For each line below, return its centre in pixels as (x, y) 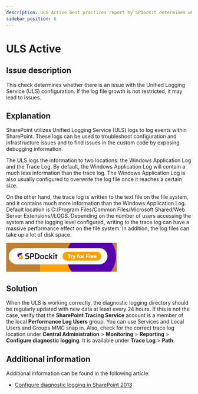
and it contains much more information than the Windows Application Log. (96, 204)
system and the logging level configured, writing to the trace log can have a (98, 222)
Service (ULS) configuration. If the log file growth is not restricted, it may (94, 91)
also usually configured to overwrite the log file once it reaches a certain (94, 179)
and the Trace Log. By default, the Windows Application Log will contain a (96, 167)
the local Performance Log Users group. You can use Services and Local (95, 322)
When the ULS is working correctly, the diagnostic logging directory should (97, 303)
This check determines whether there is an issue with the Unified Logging (96, 85)
